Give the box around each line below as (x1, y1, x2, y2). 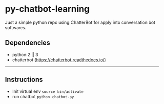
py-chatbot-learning (5, 3, 90, 15)
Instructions (5, 75, 43, 84)
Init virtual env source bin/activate (12, 88, 84, 94)
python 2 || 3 (12, 52, 39, 57)
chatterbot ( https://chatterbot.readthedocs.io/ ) (12, 57, 106, 63)
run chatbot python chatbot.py (12, 93, 74, 99)
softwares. (5, 24, 27, 30)
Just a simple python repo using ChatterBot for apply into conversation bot (5, 19, 155, 25)
